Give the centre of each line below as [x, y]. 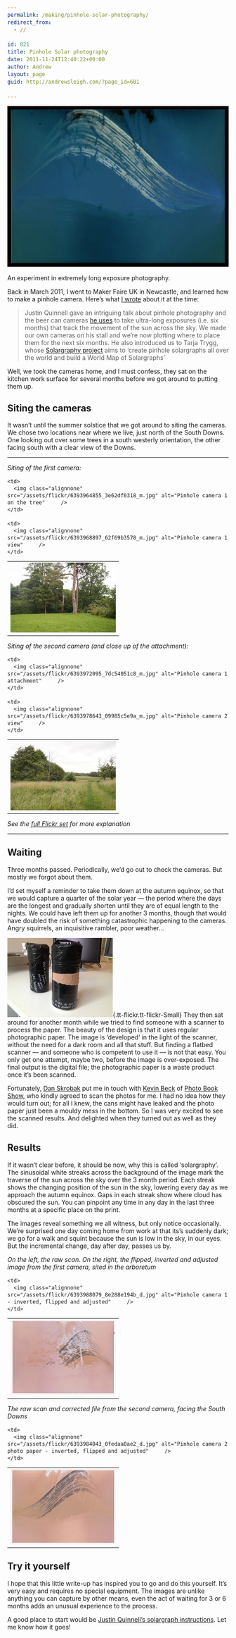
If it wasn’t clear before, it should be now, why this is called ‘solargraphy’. [113, 1165]
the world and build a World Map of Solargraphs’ [95, 357]
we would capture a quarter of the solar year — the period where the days [114, 898]
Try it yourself [39, 1567]
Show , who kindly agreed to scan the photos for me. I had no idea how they [117, 1096]
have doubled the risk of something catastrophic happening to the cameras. [117, 920]
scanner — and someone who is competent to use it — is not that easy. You [117, 1052]
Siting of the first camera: [44, 468]
